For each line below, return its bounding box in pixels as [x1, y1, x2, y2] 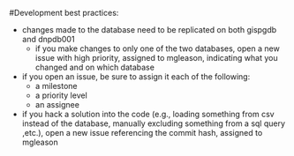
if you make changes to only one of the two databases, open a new [34, 43, 280, 54]
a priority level [34, 90, 88, 100]
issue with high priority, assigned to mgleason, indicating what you [34, 53, 278, 63]
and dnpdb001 [21, 34, 75, 44]
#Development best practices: [9, 8, 119, 18]
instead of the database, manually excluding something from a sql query [21, 118, 285, 129]
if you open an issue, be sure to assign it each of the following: [21, 71, 251, 82]
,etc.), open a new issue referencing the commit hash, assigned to [21, 128, 263, 137]
